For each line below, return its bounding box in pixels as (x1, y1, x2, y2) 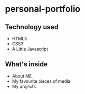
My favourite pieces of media (12, 78, 71, 84)
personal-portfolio (5, 3, 81, 15)
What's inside (5, 60, 48, 69)
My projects (12, 83, 36, 89)
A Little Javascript (12, 46, 48, 52)
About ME (12, 73, 32, 79)
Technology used (5, 23, 59, 31)
